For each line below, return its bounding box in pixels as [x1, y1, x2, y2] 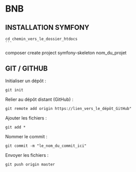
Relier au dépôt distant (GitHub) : [5, 96, 74, 102]
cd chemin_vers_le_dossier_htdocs [5, 36, 78, 41]
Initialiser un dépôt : [5, 78, 46, 84]
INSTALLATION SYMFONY [5, 23, 90, 32]
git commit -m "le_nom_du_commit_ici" [5, 143, 87, 148]
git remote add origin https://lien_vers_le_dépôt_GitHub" [5, 106, 132, 111]
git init [5, 87, 24, 92]
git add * [5, 125, 26, 130]
